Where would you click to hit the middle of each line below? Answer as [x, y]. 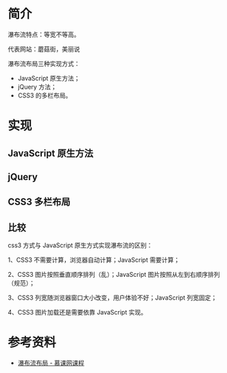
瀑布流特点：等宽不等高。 [44, 34]
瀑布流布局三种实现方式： [44, 63]
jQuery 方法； [37, 87]
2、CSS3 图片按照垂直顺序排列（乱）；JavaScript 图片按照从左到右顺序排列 [114, 275]
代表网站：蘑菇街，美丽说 [44, 49]
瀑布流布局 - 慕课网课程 [51, 363]
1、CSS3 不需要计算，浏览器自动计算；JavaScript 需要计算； [94, 260]
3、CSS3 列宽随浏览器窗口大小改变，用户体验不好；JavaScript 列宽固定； [112, 298]
